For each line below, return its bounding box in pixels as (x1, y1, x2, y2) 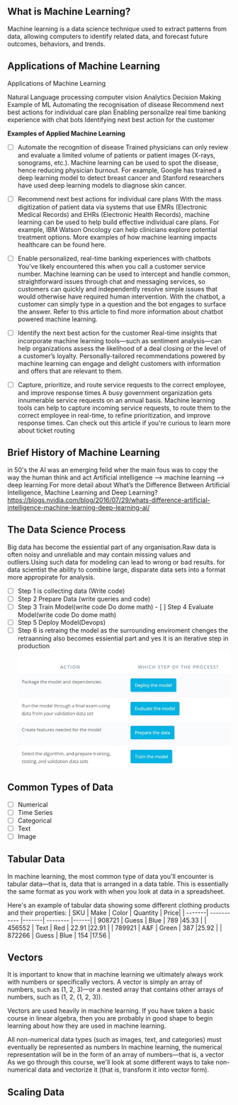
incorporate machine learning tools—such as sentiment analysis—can (17, 336, 222, 345)
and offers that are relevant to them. (17, 367, 123, 375)
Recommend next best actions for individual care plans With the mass (17, 194, 222, 203)
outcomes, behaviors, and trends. (7, 39, 106, 48)
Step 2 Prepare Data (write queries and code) (17, 594, 151, 603)
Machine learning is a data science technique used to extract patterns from (7, 24, 227, 33)
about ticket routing (17, 426, 75, 435)
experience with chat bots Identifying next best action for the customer (7, 115, 215, 123)
